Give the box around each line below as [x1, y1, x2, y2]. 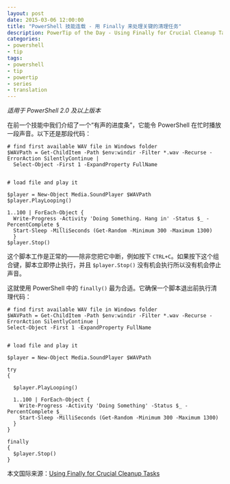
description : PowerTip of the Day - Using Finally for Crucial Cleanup [7, 29, 216, 36]
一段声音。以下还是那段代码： [7, 130, 91, 138]
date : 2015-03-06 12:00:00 [7, 16, 84, 23]
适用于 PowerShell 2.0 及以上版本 [7, 106, 101, 115]
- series [7, 80, 32, 87]
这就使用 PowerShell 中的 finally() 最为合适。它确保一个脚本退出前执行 [7, 284, 212, 292]
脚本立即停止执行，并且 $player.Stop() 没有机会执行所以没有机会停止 [25, 261, 222, 269]
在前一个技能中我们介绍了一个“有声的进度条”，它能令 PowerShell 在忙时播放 [7, 121, 222, 129]
